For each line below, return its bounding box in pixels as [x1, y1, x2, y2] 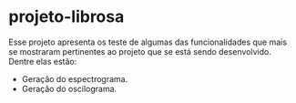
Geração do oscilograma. [21, 83, 117, 94]
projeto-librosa [8, 6, 125, 27]
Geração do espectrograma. [21, 73, 128, 84]
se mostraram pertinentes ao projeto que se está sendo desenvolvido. [8, 46, 272, 57]
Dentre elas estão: [8, 56, 77, 67]
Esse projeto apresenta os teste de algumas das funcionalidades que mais [8, 36, 288, 47]
